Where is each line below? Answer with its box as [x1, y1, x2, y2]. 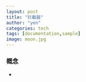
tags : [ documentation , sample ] [6, 31, 81, 37]
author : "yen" [6, 20, 42, 26]
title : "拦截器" [6, 14, 44, 20]
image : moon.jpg [6, 36, 46, 42]
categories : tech [6, 25, 49, 31]
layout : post [6, 8, 39, 15]
